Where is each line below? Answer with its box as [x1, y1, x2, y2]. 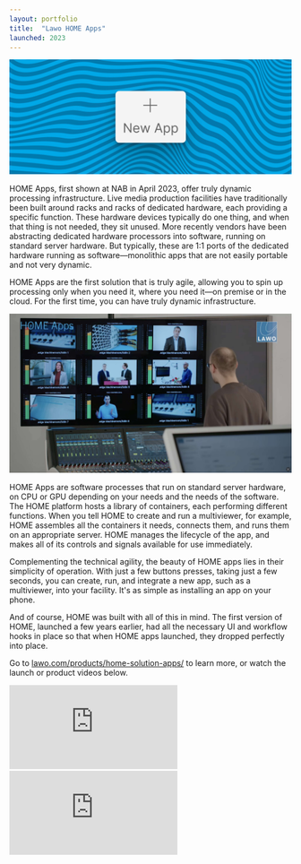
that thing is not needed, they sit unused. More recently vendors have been [9, 221, 287, 232]
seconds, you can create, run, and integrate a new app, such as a [9, 575, 251, 586]
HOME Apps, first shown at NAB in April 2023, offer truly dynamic [9, 184, 253, 194]
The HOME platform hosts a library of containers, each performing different [9, 500, 288, 511]
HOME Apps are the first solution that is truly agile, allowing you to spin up [9, 277, 284, 288]
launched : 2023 [9, 33, 66, 42]
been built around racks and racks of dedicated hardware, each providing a [9, 203, 288, 213]
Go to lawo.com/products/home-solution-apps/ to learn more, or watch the [9, 657, 287, 668]
